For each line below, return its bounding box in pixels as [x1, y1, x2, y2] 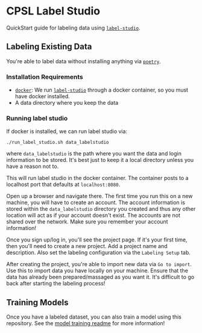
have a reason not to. [6, 163, 59, 170]
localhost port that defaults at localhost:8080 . [6, 181, 121, 188]
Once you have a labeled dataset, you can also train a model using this [6, 313, 182, 320]
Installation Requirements [6, 72, 83, 81]
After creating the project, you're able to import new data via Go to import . [6, 261, 192, 268]
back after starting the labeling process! [6, 280, 106, 287]
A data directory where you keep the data [14, 99, 119, 107]
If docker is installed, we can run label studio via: [6, 128, 128, 135]
